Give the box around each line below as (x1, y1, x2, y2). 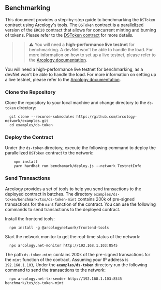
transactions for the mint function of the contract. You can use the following (5, 201, 156, 207)
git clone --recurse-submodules (9, 114, 75, 119)
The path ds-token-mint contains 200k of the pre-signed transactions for (5, 251, 151, 257)
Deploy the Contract (5, 134, 54, 141)
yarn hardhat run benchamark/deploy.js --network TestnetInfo (14, 164, 142, 168)
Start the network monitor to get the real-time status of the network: (5, 233, 141, 239)
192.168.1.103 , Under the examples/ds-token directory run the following (5, 261, 147, 268)
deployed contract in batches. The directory (5, 191, 93, 197)
